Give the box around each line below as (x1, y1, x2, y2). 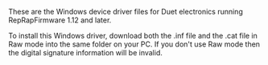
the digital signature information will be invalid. (8, 48, 163, 57)
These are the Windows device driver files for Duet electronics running (8, 7, 243, 16)
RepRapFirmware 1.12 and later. (8, 15, 112, 25)
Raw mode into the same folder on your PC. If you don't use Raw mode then (8, 39, 260, 49)
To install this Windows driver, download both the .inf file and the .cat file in (8, 31, 258, 40)
